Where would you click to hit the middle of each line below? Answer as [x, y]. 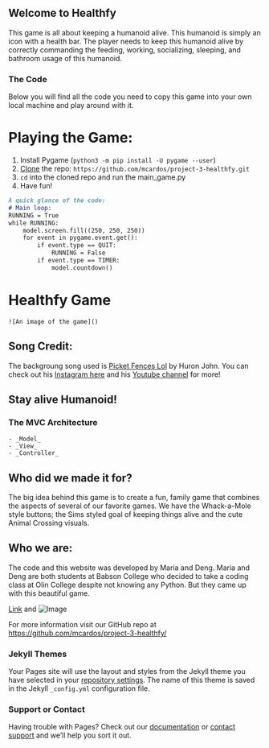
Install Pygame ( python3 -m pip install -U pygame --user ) [118, 160]
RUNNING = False [78, 253]
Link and [22, 609]
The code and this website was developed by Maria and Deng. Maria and [129, 568]
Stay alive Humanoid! [63, 399]
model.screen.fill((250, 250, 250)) [84, 230]
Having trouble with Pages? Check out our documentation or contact [122, 727]
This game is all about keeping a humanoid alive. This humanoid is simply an [134, 32]
